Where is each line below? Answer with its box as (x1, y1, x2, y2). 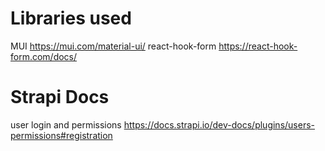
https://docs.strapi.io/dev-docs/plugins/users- (123, 118, 316, 131)
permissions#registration (10, 129, 113, 141)
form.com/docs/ (10, 50, 78, 62)
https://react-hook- (218, 40, 298, 52)
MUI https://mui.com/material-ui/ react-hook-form (10, 40, 217, 52)
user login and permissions (10, 118, 122, 131)
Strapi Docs (10, 86, 110, 109)
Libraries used (10, 7, 132, 30)
